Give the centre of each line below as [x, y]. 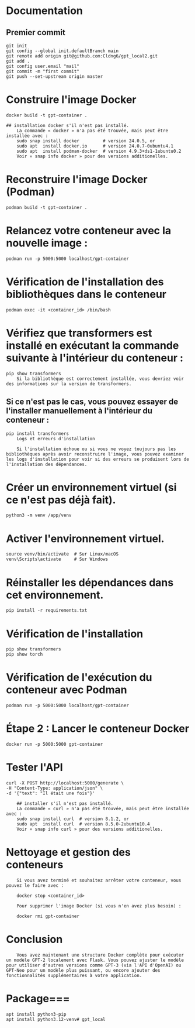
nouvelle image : [47, 243]
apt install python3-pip [36, 1014]
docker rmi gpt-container [48, 916]
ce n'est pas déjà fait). [61, 500]
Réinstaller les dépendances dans [90, 582]
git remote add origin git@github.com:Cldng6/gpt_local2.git [82, 56]
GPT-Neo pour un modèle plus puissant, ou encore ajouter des [83, 970]
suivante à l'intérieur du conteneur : [95, 358]
